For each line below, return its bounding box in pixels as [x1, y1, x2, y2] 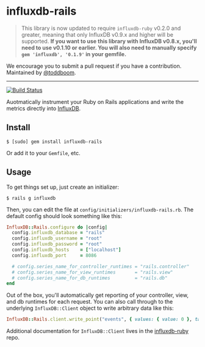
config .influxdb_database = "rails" [12, 230, 105, 236]
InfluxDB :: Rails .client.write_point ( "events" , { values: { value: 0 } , [6, 316, 192, 323]
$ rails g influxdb [6, 195, 56, 201]
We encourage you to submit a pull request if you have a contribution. [6, 62, 182, 70]
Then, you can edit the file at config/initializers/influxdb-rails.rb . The [6, 206, 194, 213]
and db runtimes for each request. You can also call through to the [6, 298, 173, 305]
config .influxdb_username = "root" [12, 235, 103, 242]
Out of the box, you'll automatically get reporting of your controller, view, [6, 291, 189, 299]
